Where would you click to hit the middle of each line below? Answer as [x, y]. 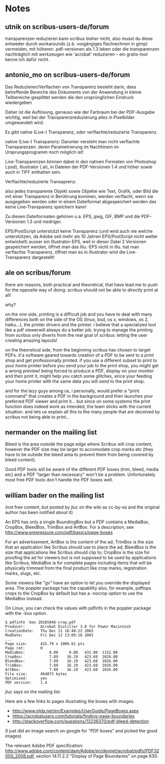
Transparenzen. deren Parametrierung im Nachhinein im [62, 147]
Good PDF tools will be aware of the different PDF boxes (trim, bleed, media [82, 469]
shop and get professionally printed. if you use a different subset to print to [81, 360]
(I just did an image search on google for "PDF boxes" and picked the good [81, 731]
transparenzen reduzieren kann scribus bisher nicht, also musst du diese [79, 38]
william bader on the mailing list [55, 495]
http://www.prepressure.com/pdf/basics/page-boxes [59, 533]
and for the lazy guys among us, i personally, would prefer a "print [72, 391]
